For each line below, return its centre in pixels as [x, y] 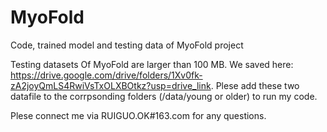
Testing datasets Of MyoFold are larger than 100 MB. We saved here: [152, 64]
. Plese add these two [255, 85]
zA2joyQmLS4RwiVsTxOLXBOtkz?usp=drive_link [111, 85]
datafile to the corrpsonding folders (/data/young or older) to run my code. [164, 96]
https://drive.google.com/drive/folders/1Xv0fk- [106, 75]
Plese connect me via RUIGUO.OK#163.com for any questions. [138, 115]
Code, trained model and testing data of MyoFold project [127, 45]
